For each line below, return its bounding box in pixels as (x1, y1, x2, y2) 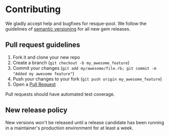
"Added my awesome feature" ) (12, 70, 75, 76)
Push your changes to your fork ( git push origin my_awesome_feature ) (12, 75, 162, 82)
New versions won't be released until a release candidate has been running (5, 119, 164, 125)
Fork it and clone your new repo (12, 54, 80, 60)
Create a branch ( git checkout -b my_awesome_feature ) (12, 60, 130, 66)
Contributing (5, 4, 61, 15)
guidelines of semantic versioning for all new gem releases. (5, 25, 131, 32)
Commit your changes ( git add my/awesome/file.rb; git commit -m (12, 65, 157, 71)
